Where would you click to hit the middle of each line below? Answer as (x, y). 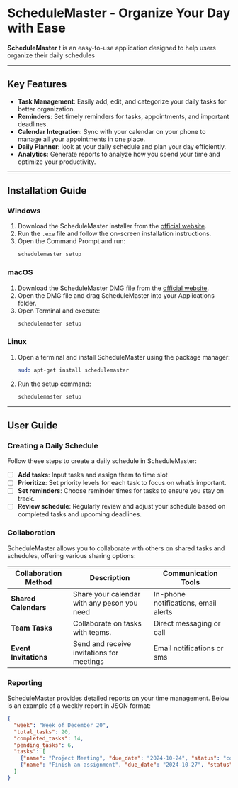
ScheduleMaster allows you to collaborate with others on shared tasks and (116, 548)
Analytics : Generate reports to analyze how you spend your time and (119, 154)
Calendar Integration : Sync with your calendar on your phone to (112, 131)
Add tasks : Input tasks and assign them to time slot (92, 475)
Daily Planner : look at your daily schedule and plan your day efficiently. (122, 146)
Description (110, 577)
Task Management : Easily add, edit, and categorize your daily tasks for (122, 101)
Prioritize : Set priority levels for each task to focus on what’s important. (122, 483)
